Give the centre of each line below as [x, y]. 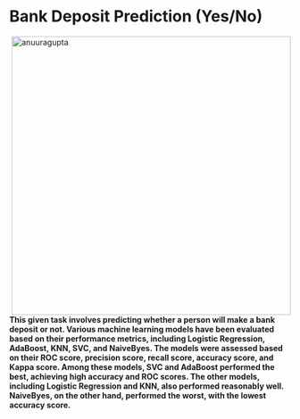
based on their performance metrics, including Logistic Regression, [137, 338]
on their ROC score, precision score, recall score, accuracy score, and [142, 357]
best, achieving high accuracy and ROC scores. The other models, [135, 376]
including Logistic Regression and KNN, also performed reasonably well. [146, 386]
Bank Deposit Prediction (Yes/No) [136, 16]
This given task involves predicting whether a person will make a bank [142, 319]
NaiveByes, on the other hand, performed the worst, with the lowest [137, 395]
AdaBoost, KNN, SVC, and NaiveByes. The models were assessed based [146, 348]
